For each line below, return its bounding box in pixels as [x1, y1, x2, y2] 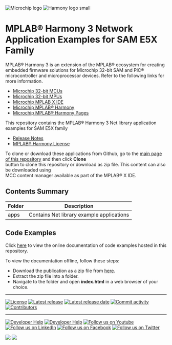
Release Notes [12, 135, 44, 141]
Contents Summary [5, 187, 69, 196]
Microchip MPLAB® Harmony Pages [12, 109, 89, 116]
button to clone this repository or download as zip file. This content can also [5, 161, 166, 167]
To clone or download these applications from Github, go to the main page [5, 150, 162, 157]
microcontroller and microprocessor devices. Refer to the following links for [5, 72, 165, 79]
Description [64, 202, 94, 209]
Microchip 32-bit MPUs [12, 93, 62, 100]
